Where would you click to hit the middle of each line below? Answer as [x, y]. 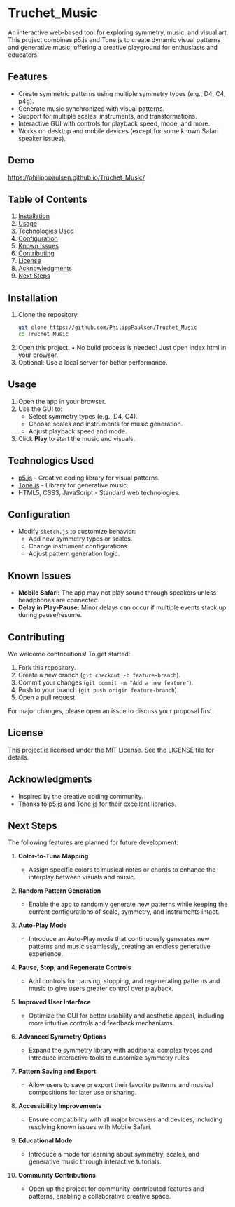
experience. [46, 954]
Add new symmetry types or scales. [80, 539]
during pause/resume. [50, 615]
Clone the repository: [49, 315]
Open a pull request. [48, 697]
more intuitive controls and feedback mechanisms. [101, 1023]
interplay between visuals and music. [82, 877]
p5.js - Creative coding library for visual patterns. [89, 478]
